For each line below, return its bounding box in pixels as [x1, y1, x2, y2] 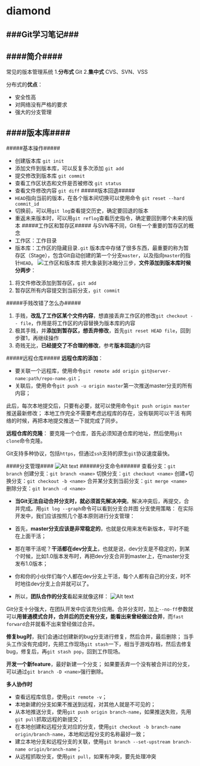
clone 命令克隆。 [6, 437, 46, 444]
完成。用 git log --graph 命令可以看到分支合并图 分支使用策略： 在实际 [20, 505, 194, 512]
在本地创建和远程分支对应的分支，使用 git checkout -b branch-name [14, 723, 182, 730]
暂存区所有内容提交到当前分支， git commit [14, 287, 120, 294]
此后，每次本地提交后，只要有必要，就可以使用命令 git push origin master [6, 402, 190, 409]
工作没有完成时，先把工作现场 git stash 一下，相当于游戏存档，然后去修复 [11, 640, 192, 647]
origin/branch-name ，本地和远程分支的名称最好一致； [14, 731, 147, 738]
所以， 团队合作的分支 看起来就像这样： [14, 593, 109, 600]
